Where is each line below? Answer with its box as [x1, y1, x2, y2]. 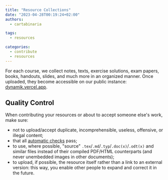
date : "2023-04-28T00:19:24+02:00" [5, 12, 80, 17]
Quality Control [5, 99, 54, 107]
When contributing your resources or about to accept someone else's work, [5, 112, 163, 118]
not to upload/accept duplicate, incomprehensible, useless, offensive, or [12, 127, 163, 133]
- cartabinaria [10, 21, 42, 27]
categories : [5, 44, 30, 50]
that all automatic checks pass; [12, 138, 77, 144]
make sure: [5, 117, 29, 123]
